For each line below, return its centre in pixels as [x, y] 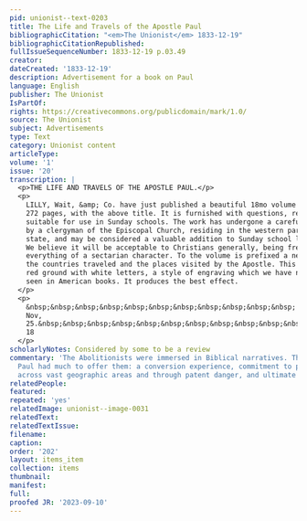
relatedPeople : [38, 383]
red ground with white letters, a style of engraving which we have [159, 273]
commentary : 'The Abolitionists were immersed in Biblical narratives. [148, 357]
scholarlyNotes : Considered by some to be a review [110, 349]
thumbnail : [30, 477]
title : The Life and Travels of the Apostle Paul [106, 27]
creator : [26, 60]
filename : [28, 434]
